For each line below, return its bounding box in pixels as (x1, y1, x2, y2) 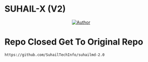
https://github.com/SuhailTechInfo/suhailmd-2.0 (4, 52, 105, 57)
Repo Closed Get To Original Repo (4, 36, 144, 47)
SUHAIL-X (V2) (4, 3, 66, 15)
